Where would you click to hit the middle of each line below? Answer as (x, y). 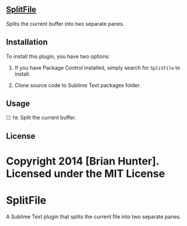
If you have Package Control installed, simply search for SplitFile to (97, 67)
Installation (27, 42)
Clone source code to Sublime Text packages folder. (78, 85)
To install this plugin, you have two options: (58, 56)
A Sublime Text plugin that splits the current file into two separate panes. (93, 217)
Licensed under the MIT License (86, 174)
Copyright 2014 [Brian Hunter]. (83, 161)
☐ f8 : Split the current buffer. (41, 118)
